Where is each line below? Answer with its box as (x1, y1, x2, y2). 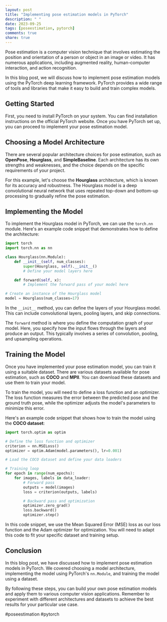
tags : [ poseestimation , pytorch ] (5, 26, 75, 31)
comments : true (5, 30, 37, 35)
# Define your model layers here (23, 268, 93, 273)
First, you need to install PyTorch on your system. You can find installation (5, 113, 157, 119)
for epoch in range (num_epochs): (5, 471, 75, 476)
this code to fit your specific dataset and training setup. (5, 532, 119, 538)
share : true (5, 35, 30, 40)
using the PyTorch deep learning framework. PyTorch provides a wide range (5, 79, 162, 85)
